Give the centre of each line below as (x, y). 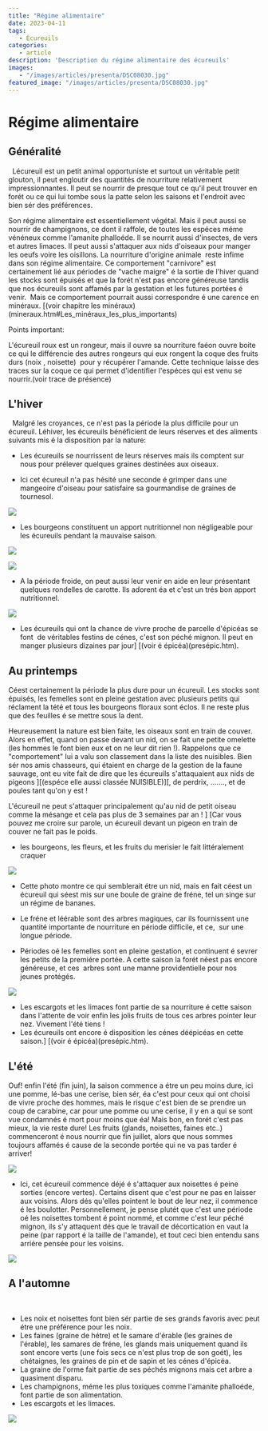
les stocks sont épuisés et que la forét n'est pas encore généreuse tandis (129, 280)
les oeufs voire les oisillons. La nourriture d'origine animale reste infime (126, 254)
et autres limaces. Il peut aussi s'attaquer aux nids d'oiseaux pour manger (130, 246)
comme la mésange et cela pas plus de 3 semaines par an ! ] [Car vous (125, 815)
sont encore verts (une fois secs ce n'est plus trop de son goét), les (131, 1352)
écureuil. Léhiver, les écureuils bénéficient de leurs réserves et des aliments (133, 432)
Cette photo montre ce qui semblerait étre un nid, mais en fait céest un (136, 886)
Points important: (37, 330)
